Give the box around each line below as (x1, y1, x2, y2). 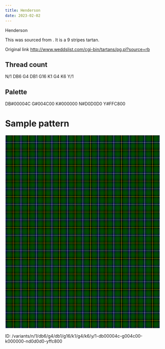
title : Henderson (5, 8, 41, 13)
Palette (5, 87, 27, 96)
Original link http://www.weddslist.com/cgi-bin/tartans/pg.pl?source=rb (5, 46, 150, 52)
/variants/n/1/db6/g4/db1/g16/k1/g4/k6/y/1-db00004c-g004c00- (11, 333, 143, 339)
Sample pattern (5, 118, 70, 129)
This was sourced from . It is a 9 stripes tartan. (5, 37, 100, 43)
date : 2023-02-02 (5, 13, 41, 18)
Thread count (5, 60, 48, 69)
